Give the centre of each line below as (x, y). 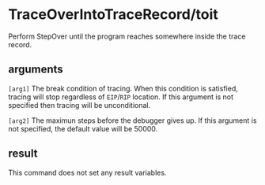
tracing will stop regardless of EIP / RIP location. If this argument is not (121, 97)
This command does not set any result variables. (87, 172)
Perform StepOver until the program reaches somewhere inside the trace (127, 36)
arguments (36, 70)
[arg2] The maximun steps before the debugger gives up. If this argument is (132, 120)
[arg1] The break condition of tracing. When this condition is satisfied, (123, 88)
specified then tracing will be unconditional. (79, 105)
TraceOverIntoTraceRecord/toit (114, 15)
